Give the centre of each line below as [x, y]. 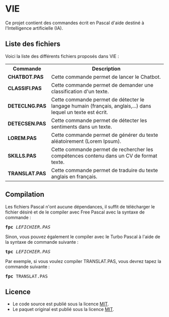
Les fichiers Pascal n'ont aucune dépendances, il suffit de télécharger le [80, 206]
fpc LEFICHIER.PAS [28, 227]
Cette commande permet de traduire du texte [105, 170]
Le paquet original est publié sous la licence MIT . [63, 309]
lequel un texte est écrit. [79, 112]
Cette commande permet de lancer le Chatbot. [106, 77]
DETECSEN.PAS [27, 123]
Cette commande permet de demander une [102, 85]
